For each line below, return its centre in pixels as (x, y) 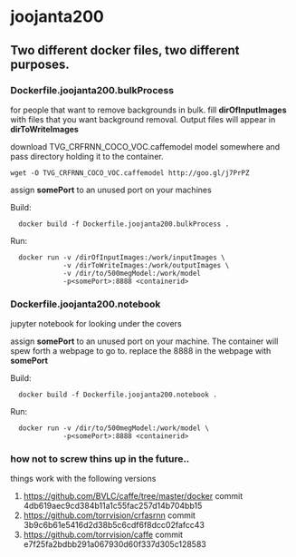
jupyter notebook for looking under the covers (96, 324)
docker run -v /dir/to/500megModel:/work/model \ (114, 428)
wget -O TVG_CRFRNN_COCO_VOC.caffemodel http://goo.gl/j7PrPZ (130, 173)
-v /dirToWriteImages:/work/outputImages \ (146, 265)
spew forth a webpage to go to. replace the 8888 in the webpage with (141, 351)
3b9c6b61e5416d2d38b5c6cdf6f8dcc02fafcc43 (114, 525)
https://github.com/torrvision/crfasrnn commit (109, 515)
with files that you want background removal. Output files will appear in (143, 119)
